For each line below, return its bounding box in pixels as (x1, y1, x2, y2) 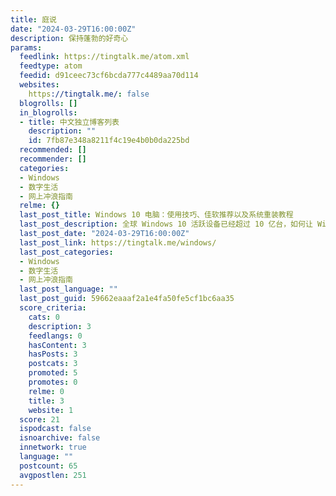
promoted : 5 (28, 368, 78, 378)
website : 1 (28, 405, 74, 415)
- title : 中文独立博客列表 (19, 117, 120, 127)
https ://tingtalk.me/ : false (28, 89, 150, 99)
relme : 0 (28, 386, 65, 396)
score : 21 (19, 414, 60, 425)
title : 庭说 (10, 14, 57, 25)
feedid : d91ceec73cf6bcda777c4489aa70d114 (19, 71, 199, 81)
